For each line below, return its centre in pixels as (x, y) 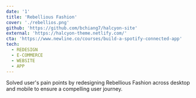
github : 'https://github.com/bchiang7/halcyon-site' (72, 28)
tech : (13, 45)
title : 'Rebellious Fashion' (42, 17)
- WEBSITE (23, 60)
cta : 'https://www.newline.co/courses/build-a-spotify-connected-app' (94, 39)
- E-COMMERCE (27, 55)
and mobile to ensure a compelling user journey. (64, 89)
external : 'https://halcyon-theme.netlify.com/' (67, 33)
